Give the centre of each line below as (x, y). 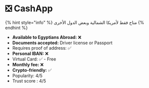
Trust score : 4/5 (29, 81)
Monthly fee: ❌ (28, 64)
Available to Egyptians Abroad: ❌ (47, 37)
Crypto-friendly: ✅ (32, 70)
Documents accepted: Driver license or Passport (62, 43)
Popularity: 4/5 (27, 75)
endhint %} (16, 28)
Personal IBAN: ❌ (30, 53)
